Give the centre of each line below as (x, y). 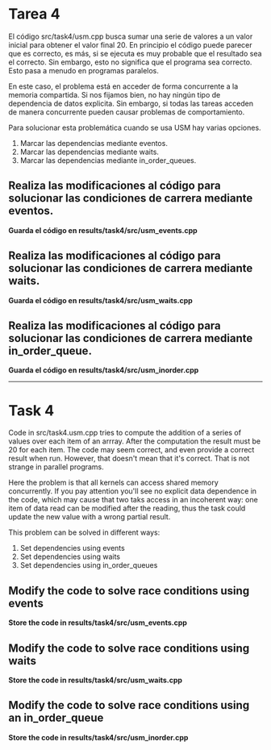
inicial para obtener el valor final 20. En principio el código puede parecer (130, 44)
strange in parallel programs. (56, 467)
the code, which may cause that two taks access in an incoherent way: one (133, 500)
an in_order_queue (56, 718)
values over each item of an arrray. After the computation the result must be (134, 441)
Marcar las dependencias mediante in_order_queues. (108, 160)
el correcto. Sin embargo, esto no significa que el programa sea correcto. (130, 62)
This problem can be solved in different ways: (84, 532)
